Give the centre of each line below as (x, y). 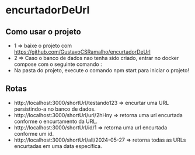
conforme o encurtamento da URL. (55, 121)
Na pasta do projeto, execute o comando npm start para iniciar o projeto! (101, 70)
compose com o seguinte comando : (58, 64)
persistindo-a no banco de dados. (55, 109)
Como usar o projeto (43, 32)
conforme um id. (34, 133)
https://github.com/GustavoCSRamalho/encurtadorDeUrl (82, 52)
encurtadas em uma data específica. (58, 146)
